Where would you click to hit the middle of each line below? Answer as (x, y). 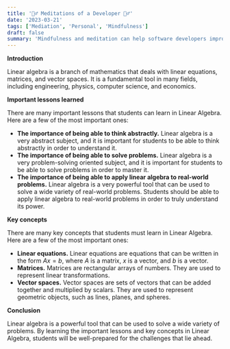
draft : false (26, 33)
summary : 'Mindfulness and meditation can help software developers (107, 39)
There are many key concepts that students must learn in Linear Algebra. (110, 233)
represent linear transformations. (63, 276)
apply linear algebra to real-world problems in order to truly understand (118, 199)
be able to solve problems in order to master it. (83, 170)
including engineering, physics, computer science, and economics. (102, 86)
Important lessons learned (46, 99)
